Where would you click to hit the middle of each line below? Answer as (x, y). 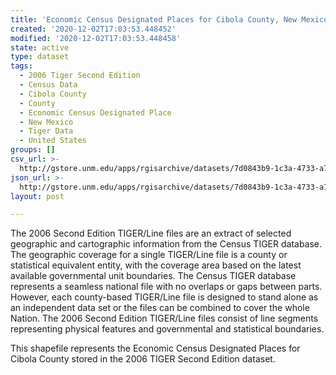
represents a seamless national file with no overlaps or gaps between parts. (166, 287)
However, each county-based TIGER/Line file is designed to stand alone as (164, 297)
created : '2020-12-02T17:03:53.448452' (93, 29)
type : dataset (40, 57)
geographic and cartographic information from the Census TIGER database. (166, 244)
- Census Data (48, 85)
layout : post (37, 196)
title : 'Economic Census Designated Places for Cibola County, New (154, 19)
